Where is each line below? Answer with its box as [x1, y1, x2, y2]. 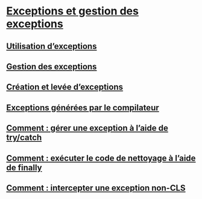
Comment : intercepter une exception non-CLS [6, 183, 186, 193]
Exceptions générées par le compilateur [6, 103, 160, 113]
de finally [6, 162, 42, 172]
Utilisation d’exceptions [6, 41, 97, 51]
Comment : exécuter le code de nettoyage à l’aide [6, 153, 196, 163]
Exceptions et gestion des [6, 4, 139, 18]
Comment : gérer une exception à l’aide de [6, 123, 169, 133]
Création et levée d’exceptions [6, 82, 124, 92]
